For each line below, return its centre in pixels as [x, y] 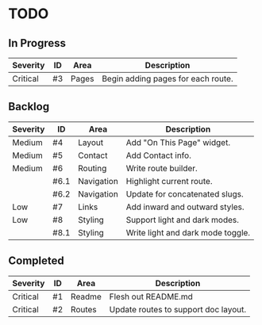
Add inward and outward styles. [185, 207]
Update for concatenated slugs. [185, 193]
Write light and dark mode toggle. [188, 232]
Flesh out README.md [151, 296]
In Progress [37, 43]
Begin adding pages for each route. [168, 78]
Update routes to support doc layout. [178, 309]
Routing [92, 168]
